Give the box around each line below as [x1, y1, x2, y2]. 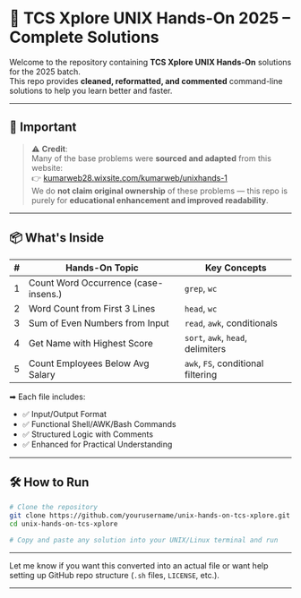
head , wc [184, 302, 218, 314]
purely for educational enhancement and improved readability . [30, 194, 269, 205]
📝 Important [9, 120, 77, 135]
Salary [28, 368, 56, 380]
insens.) [28, 287, 63, 300]
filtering [184, 368, 218, 380]
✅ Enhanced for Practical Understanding [21, 439, 173, 449]
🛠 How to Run [9, 474, 90, 490]
